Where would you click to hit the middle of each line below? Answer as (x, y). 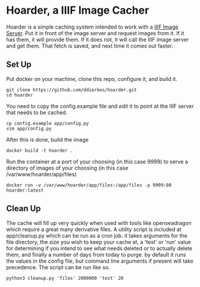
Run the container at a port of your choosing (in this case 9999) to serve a (97, 161)
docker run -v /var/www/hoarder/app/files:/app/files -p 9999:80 (89, 185)
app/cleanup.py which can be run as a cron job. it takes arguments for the (97, 235)
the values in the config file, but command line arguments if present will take (100, 261)
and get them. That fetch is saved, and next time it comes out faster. (90, 46)
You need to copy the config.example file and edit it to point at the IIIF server (100, 106)
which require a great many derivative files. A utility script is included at (94, 229)
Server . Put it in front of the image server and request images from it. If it (95, 33)
